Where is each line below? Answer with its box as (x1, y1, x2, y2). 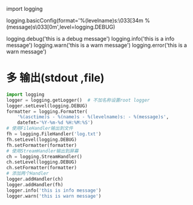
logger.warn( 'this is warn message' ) (6, 193, 102, 199)
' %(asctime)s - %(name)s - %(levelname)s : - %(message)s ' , (17, 114, 169, 120)
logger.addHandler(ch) (6, 176, 64, 183)
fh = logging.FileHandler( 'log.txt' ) (6, 131, 102, 137)
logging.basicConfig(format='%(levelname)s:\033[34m (6, 17, 144, 24)
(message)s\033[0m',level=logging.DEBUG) (6, 24, 116, 30)
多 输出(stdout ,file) (6, 71, 105, 85)
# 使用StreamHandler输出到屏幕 (6, 148, 79, 154)
